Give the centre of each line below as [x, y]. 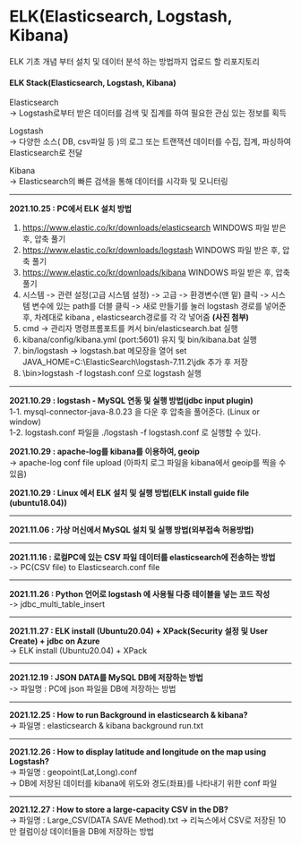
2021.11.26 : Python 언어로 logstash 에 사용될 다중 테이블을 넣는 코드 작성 [140, 594]
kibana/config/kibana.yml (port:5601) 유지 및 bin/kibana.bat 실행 [139, 340]
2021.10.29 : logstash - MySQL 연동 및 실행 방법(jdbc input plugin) [131, 401]
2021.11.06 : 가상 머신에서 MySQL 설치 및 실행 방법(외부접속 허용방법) [132, 530]
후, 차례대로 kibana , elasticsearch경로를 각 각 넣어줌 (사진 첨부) [135, 317]
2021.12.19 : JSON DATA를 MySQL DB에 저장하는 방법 [106, 678]
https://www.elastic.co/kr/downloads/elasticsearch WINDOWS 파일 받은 [154, 228]
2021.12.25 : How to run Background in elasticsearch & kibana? [129, 715]
